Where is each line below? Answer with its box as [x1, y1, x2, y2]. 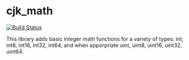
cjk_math [6, 4, 53, 18]
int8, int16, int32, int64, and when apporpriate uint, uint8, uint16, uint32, [6, 42, 182, 49]
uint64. [6, 48, 24, 55]
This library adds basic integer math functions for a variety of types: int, [6, 35, 184, 42]
